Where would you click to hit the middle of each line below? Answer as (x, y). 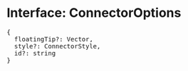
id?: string (35, 53)
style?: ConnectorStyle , (57, 46)
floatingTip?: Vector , (53, 39)
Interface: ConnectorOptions (94, 13)
